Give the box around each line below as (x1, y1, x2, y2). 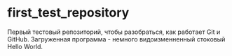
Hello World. (7, 42, 43, 50)
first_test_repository (7, 5, 130, 21)
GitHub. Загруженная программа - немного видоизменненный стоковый (7, 35, 226, 43)
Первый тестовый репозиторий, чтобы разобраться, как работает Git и (7, 28, 221, 36)
